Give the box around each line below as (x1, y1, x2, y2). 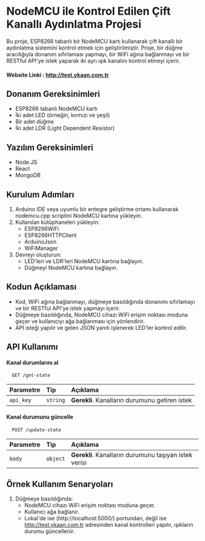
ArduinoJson (24, 237, 57, 245)
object (46, 455, 65, 462)
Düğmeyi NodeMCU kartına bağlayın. (24, 264, 118, 271)
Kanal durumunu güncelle (6, 413, 74, 420)
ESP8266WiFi (24, 225, 59, 232)
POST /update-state (12, 427, 62, 433)
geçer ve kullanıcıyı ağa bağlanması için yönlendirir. (15, 317, 145, 325)
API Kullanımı (6, 341, 58, 353)
